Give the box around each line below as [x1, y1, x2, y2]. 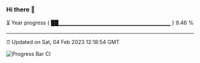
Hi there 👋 [6, 5, 36, 14]
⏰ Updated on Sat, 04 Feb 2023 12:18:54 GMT [6, 39, 120, 46]
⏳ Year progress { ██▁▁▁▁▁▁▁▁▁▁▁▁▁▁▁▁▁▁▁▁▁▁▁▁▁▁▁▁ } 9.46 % [6, 19, 194, 26]
